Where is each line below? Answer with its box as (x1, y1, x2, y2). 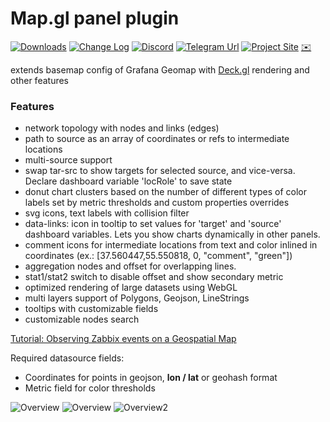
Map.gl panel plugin (10, 7, 180, 30)
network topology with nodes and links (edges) (24, 122, 220, 134)
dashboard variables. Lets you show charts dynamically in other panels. (24, 228, 321, 241)
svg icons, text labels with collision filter (24, 207, 190, 219)
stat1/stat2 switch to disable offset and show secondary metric (24, 271, 284, 283)
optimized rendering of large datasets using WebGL (24, 282, 238, 294)
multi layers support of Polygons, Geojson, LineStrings (24, 292, 250, 304)
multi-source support (24, 154, 113, 166)
